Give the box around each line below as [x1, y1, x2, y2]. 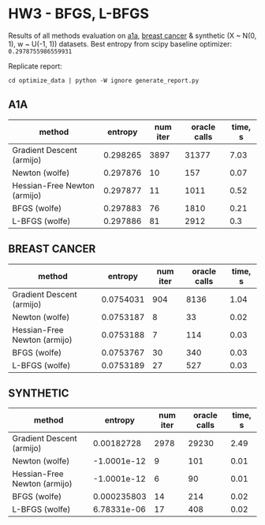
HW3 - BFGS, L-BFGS [8, 5, 150, 23]
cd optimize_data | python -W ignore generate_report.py [8, 76, 200, 84]
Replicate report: [8, 61, 63, 71]
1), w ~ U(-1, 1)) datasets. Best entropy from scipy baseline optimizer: [8, 39, 233, 48]
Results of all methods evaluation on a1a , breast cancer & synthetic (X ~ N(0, [8, 31, 257, 40]
